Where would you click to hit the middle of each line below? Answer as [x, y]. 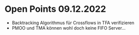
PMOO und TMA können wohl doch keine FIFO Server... [69, 28]
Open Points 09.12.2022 [55, 9]
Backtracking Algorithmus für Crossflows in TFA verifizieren [73, 23]
